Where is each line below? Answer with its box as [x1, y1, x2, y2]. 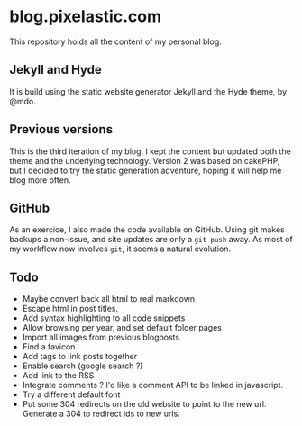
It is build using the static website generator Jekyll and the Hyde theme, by [9, 86, 287, 96]
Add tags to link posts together [22, 351, 138, 362]
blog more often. [9, 174, 71, 186]
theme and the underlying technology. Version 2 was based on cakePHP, [9, 155, 280, 166]
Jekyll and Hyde [9, 62, 102, 77]
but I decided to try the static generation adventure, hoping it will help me [9, 165, 282, 176]
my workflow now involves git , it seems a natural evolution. [9, 243, 232, 254]
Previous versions [9, 122, 114, 137]
